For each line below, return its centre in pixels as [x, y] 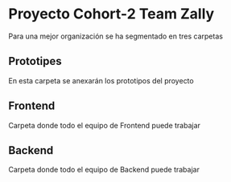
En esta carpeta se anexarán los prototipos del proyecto [101, 80]
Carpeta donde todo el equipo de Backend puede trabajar [104, 170]
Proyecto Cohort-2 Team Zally [111, 14]
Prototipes [35, 61]
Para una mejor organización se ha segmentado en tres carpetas [116, 36]
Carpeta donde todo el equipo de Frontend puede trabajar [105, 125]
